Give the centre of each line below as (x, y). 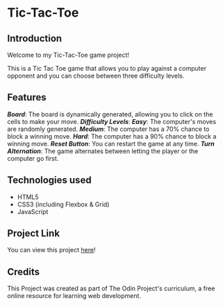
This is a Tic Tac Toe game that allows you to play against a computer (107, 68)
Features (27, 97)
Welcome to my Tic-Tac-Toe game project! (68, 55)
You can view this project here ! (51, 250)
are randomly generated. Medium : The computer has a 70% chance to (108, 129)
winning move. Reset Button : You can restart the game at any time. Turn (111, 143)
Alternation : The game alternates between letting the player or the (103, 151)
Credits (24, 272)
